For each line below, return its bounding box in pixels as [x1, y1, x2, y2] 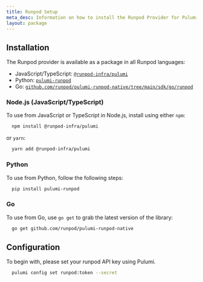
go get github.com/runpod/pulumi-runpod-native [11, 225, 134, 231]
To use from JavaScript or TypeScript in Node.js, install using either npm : [6, 112, 185, 119]
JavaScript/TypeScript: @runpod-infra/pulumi [14, 70, 128, 77]
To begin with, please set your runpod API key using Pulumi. [6, 258, 156, 266]
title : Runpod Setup [6, 8, 59, 15]
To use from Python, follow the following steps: [6, 174, 124, 181]
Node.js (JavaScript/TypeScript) [6, 98, 104, 106]
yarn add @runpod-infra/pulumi [11, 146, 91, 152]
